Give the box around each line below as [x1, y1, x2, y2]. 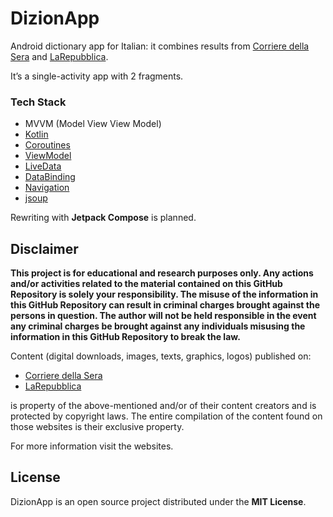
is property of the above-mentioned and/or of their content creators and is [10, 400, 317, 412]
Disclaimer [10, 240, 79, 257]
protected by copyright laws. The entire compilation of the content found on [10, 410, 323, 422]
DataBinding [24, 171, 76, 183]
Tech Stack [10, 95, 67, 109]
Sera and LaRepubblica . [10, 50, 109, 62]
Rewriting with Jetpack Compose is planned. [10, 212, 197, 224]
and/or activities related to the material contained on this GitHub [10, 278, 283, 290]
